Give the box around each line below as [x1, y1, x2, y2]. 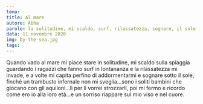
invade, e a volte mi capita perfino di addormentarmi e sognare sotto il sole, [6, 72, 195, 79]
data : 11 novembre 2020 [6, 31, 66, 37]
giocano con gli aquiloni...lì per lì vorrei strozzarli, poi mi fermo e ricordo [6, 84, 185, 91]
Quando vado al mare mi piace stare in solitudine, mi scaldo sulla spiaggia [6, 58, 190, 66]
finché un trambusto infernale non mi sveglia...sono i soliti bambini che [6, 78, 182, 85]
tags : [6, 43, 20, 49]
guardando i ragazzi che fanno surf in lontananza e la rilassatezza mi [6, 65, 178, 72]
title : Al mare [6, 14, 45, 20]
